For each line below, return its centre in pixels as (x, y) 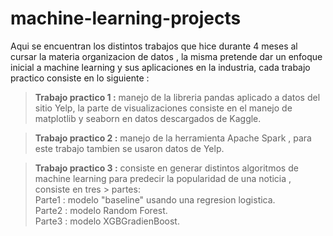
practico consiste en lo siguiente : (80, 78)
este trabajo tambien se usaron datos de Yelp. (129, 148)
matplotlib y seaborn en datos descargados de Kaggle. (148, 118)
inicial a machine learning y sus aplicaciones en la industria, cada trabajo (160, 67)
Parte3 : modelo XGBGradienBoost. (107, 221)
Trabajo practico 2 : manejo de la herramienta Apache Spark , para (173, 138)
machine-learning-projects (126, 18)
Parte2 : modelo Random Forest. (101, 210)
